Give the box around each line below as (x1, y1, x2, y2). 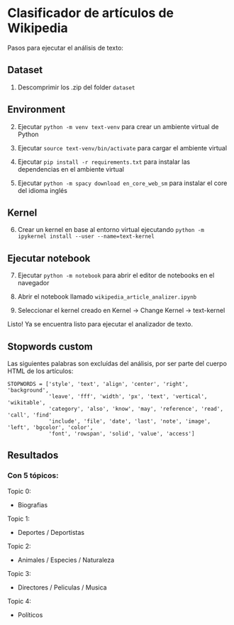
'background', (7, 387, 50, 394)
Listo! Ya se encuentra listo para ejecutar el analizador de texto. (7, 320, 194, 328)
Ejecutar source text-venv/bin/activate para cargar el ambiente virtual (17, 143, 228, 152)
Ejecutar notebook (7, 252, 91, 264)
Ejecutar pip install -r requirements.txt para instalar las (17, 157, 190, 166)
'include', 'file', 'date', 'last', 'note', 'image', (48, 418, 211, 425)
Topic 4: (7, 597, 32, 605)
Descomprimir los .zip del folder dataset (17, 83, 135, 92)
